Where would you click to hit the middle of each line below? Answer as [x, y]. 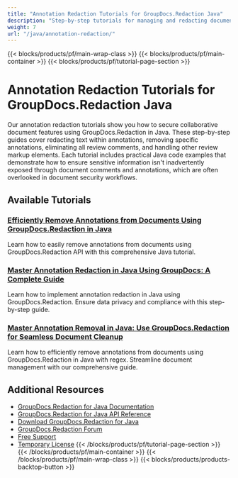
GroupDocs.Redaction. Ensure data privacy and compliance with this [107, 302]
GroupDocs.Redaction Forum [60, 429]
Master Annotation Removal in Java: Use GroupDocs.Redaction [119, 328]
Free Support [37, 437]
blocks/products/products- [191, 460]
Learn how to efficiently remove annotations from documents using [106, 352]
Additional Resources [56, 390]
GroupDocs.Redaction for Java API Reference [84, 414]
